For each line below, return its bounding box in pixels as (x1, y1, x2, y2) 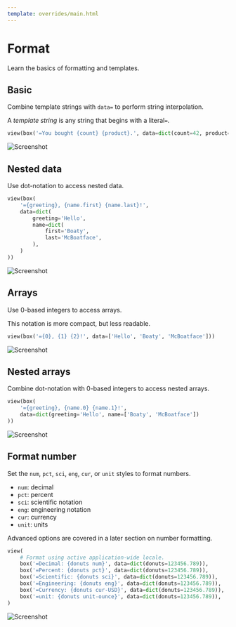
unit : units (17, 520, 48, 529)
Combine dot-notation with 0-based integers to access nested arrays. (7, 384, 209, 393)
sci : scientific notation (17, 498, 83, 506)
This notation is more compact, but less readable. (7, 319, 151, 327)
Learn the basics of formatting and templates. (7, 64, 140, 72)
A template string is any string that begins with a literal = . (7, 117, 170, 125)
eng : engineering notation (17, 505, 91, 513)
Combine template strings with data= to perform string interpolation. (7, 103, 204, 111)
